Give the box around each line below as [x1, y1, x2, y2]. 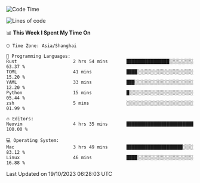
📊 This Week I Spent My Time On [6, 29, 91, 36]
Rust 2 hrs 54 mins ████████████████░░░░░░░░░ [6, 58, 194, 64]
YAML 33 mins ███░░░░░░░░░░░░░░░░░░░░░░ [6, 79, 194, 85]
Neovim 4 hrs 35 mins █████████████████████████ [6, 121, 194, 127]
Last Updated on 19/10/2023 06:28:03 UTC [6, 170, 112, 177]
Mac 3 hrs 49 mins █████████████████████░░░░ [6, 144, 194, 150]
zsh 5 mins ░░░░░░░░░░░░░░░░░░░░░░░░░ [6, 100, 194, 106]
